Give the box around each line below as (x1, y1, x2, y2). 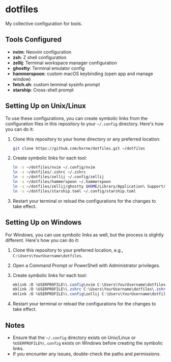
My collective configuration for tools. (5, 20, 82, 27)
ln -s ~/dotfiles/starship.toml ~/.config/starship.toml (12, 188, 136, 194)
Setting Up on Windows (5, 218, 81, 227)
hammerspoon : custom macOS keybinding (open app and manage (12, 70, 154, 77)
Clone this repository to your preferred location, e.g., (12, 247, 124, 253)
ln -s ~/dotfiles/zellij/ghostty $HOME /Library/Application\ (12, 184, 146, 189)
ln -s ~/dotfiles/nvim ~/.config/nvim (12, 165, 95, 170)
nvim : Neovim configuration (12, 49, 72, 55)
